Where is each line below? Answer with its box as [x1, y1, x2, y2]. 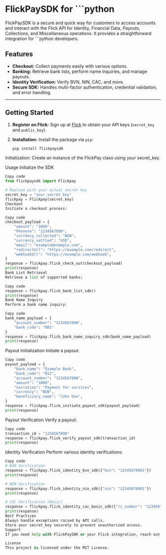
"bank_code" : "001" [14, 325, 54, 330]
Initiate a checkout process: [5, 206, 68, 211]
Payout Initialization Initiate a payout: [5, 348, 80, 353]
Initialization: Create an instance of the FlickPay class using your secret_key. [5, 155, 161, 161]
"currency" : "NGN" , [14, 390, 54, 395]
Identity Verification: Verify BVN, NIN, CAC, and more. [12, 79, 124, 85]
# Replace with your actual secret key [5, 188, 87, 193]
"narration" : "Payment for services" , [14, 385, 94, 390]
